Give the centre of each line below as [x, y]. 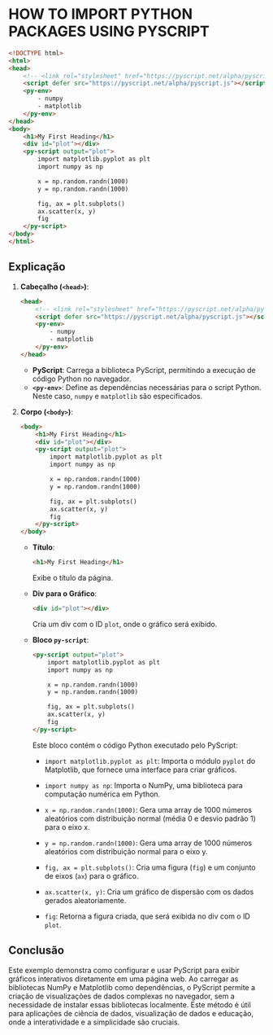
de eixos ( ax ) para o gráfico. [91, 875]
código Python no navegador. [82, 379]
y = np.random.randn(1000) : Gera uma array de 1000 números [148, 843]
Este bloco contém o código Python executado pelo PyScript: [135, 745]
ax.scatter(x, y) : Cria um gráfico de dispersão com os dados [149, 892]
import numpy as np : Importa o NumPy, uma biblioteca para [144, 785]
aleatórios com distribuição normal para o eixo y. [126, 851]
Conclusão [37, 951]
